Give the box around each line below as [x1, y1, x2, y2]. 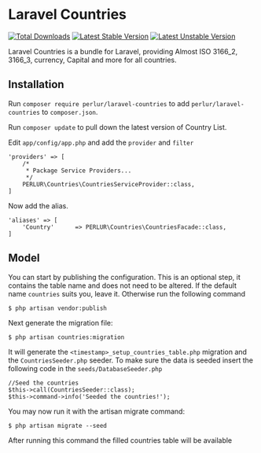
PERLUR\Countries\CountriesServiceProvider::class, [22, 180, 195, 188]
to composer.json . [42, 107, 98, 116]
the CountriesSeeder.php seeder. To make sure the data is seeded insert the [8, 355, 254, 365]
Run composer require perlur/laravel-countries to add [8, 98, 190, 108]
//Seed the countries [8, 379, 79, 387]
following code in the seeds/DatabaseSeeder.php [8, 363, 163, 373]
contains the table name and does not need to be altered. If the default [8, 281, 237, 290]
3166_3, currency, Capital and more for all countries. [8, 55, 177, 64]
